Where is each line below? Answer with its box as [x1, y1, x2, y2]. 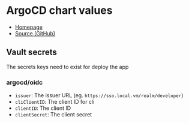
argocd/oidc [6, 78, 43, 86]
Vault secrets [6, 47, 57, 58]
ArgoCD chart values [6, 4, 113, 17]
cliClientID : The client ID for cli [14, 98, 95, 106]
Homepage [14, 23, 43, 31]
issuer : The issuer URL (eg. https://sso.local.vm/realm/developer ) [14, 92, 184, 99]
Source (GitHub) [14, 29, 56, 37]
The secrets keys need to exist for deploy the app [6, 63, 129, 70]
